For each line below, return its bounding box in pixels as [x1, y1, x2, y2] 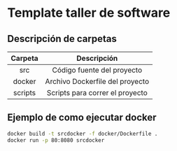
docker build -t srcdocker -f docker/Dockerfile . [7, 130, 158, 137]
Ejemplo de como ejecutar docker [7, 112, 157, 124]
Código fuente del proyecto [52, 65, 143, 75]
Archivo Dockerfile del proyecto [45, 77, 150, 86]
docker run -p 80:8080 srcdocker [7, 136, 105, 144]
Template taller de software [7, 5, 171, 21]
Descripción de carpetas [7, 33, 118, 45]
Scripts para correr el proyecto [46, 88, 148, 97]
